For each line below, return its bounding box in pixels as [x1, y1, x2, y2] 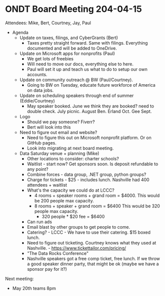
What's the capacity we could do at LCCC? [27, 187, 115, 193]
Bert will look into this [27, 124, 71, 130]
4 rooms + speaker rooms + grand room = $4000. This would [34, 192, 160, 198]
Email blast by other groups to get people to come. [27, 224, 130, 230]
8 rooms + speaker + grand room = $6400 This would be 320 [34, 203, 161, 209]
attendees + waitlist [27, 182, 68, 188]
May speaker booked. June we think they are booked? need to [27, 103, 154, 109]
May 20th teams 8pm [12, 285, 56, 291]
